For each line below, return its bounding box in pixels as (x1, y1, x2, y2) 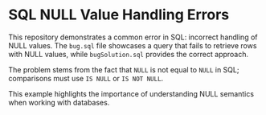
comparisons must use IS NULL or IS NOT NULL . (8, 73, 164, 83)
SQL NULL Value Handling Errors (8, 6, 230, 24)
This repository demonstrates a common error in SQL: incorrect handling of (8, 32, 258, 42)
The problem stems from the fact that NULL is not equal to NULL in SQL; (8, 64, 239, 74)
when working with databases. (8, 97, 110, 107)
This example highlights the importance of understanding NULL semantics (8, 88, 255, 98)
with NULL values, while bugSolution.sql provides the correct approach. (8, 49, 249, 59)
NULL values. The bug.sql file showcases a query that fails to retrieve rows (8, 40, 257, 50)
